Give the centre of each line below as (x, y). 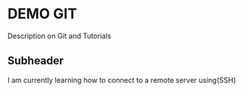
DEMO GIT (42, 14)
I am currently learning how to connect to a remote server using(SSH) (122, 79)
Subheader (36, 61)
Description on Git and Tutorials (59, 36)
